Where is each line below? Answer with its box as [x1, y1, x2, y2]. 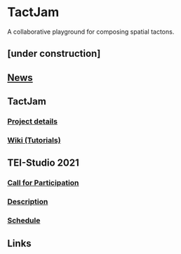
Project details [7, 116, 58, 126]
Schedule [7, 215, 41, 225]
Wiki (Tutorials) [7, 135, 61, 145]
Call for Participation [7, 178, 79, 188]
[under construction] [7, 48, 101, 60]
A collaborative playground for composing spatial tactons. [7, 27, 175, 36]
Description [7, 197, 48, 207]
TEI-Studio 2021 [7, 157, 79, 169]
